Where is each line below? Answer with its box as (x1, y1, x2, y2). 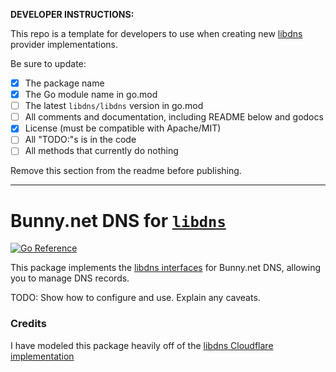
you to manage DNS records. (10, 272, 130, 284)
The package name (24, 77, 105, 89)
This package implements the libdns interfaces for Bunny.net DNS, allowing (10, 262, 322, 274)
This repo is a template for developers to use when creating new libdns (10, 28, 303, 39)
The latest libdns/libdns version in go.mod (24, 100, 204, 112)
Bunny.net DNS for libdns (10, 209, 227, 232)
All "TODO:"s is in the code (24, 134, 137, 146)
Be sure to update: (10, 58, 87, 69)
